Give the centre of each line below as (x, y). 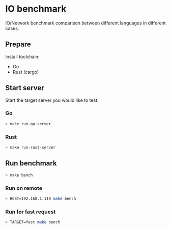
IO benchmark (36, 9)
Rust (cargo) (26, 72)
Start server (25, 88)
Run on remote (24, 188)
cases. (12, 28)
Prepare (18, 45)
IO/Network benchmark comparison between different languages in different (85, 23)
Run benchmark (31, 163)
